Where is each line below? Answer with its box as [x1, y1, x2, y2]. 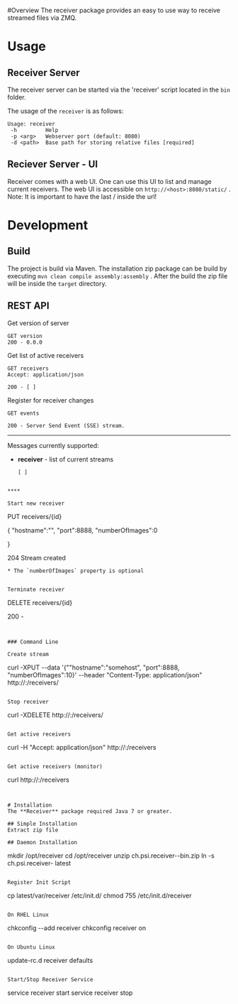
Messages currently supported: [7, 441, 99, 449]
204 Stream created [7, 553, 66, 562]
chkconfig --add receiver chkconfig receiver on [7, 923, 147, 932]
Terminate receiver [7, 586, 65, 593]
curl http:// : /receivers [7, 775, 69, 784]
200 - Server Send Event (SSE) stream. [7, 422, 125, 429]
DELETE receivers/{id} [7, 598, 73, 606]
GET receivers [7, 365, 50, 372]
